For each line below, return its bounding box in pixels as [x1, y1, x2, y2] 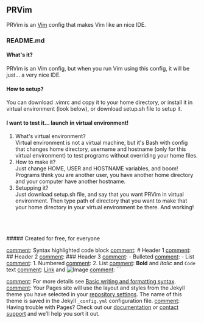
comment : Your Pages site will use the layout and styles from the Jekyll [6, 284, 185, 291]
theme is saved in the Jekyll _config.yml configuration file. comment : [6, 297, 180, 305]
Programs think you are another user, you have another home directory [15, 172, 194, 179]
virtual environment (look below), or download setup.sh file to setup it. [6, 105, 183, 113]
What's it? [6, 51, 33, 58]
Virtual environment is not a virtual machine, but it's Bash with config [15, 139, 188, 147]
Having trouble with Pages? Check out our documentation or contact [6, 304, 178, 311]
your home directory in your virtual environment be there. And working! [15, 204, 194, 211]
